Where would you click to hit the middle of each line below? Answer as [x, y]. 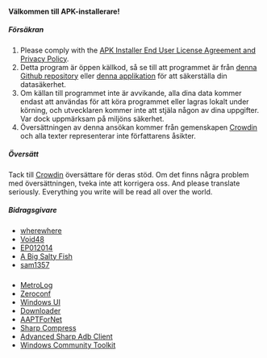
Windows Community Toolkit [68, 345]
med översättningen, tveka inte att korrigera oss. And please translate [124, 183]
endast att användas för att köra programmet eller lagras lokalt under [134, 102]
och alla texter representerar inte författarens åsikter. [108, 135]
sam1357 [35, 264]
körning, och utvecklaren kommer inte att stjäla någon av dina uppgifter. [140, 110]
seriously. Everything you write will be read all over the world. [111, 191]
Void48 [32, 239]
